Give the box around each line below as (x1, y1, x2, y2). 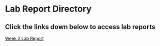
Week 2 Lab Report (5, 35, 44, 41)
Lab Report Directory (5, 3, 92, 15)
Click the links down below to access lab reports (5, 23, 156, 31)
